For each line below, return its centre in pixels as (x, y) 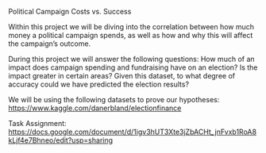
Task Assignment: (37, 123)
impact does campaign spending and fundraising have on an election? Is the (133, 67)
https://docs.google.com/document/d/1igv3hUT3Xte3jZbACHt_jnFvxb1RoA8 (132, 132)
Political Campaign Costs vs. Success (70, 11)
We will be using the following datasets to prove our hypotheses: (114, 99)
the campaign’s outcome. (50, 44)
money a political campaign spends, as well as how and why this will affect (131, 35)
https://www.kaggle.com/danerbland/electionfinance (95, 108)
